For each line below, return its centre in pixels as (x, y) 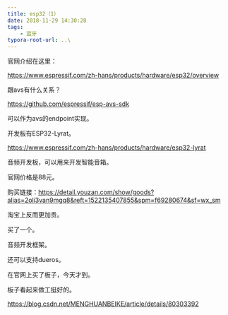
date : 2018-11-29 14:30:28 (47, 20)
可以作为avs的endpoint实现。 (50, 119)
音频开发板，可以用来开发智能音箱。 (60, 162)
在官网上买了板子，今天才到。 (50, 275)
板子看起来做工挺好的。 (41, 290)
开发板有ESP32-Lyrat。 (41, 133)
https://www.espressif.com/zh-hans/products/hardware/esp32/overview (113, 76)
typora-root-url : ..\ (39, 40)
